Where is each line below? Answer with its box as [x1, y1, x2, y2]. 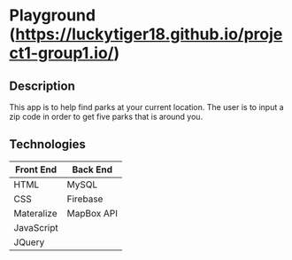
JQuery [13, 236, 45, 248]
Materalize [13, 207, 58, 219]
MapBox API [66, 207, 118, 219]
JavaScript [13, 221, 59, 233]
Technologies [9, 137, 87, 152]
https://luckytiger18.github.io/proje [15, 24, 283, 44]
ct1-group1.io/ [9, 43, 114, 63]
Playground [9, 5, 96, 26]
